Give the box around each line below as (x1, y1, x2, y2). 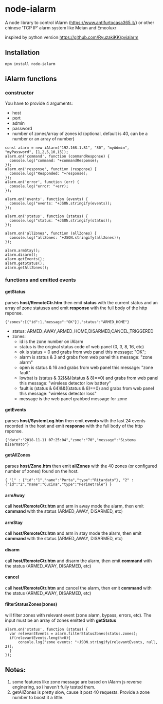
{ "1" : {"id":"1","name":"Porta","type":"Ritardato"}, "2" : (5, 477, 134, 482)
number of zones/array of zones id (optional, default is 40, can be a (12, 131, 148, 136)
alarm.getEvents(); (5, 257, 45, 262)
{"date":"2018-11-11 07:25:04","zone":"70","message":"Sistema (5, 437, 136, 442)
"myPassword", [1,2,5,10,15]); (5, 150, 69, 155)
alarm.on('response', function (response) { (5, 167, 97, 172)
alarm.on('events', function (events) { (5, 197, 89, 202)
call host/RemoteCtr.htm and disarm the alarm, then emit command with (5, 558, 152, 564)
